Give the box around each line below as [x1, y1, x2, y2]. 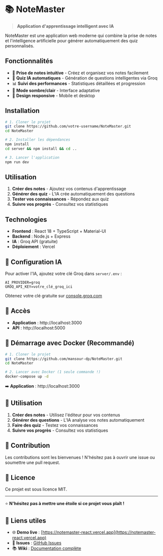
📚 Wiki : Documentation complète [12, 545, 81, 551]
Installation [5, 107, 40, 115]
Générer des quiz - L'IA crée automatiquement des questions [12, 191, 135, 197]
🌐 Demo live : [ [12, 529, 43, 535]
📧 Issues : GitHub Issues [12, 540, 62, 546]
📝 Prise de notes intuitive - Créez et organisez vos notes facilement [12, 70, 149, 76]
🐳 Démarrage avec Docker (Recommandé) [5, 339, 134, 347]
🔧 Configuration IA [5, 258, 62, 266]
